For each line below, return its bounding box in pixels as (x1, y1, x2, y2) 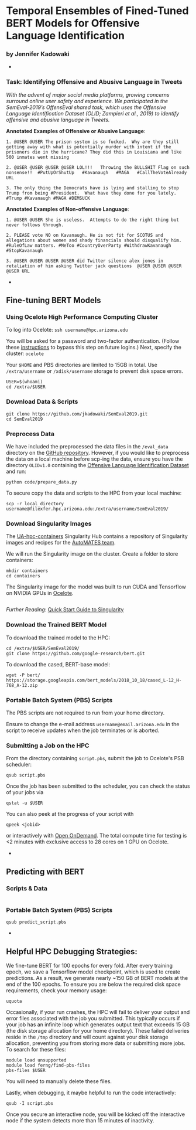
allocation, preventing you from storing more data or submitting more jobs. (6, 1040, 185, 1047)
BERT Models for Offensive (6, 16, 140, 30)
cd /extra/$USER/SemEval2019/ (6, 645, 80, 651)
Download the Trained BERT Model (6, 621, 107, 629)
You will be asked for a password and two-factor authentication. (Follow (6, 338, 180, 345)
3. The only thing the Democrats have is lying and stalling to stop (6, 185, 180, 191)
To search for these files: (6, 1046, 66, 1053)
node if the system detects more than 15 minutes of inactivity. (6, 1117, 154, 1124)
